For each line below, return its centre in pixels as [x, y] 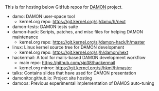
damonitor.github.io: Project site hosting [52, 78]
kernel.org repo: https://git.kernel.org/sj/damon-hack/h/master [82, 42]
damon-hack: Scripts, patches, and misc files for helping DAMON [78, 32]
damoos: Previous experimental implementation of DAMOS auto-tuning [83, 83]
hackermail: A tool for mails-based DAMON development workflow [79, 57]
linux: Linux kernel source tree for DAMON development [68, 47]
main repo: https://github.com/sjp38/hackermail [67, 63]
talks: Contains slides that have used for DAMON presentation [74, 73]
